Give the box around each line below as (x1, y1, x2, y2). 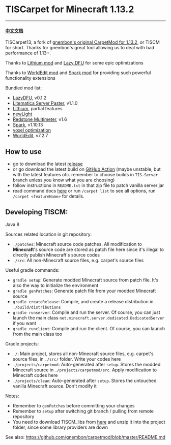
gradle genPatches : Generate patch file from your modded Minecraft (12, 288, 156, 294)
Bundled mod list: (5, 85, 42, 91)
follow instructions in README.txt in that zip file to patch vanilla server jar (12, 182, 164, 188)
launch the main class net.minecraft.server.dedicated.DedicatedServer (12, 314, 164, 321)
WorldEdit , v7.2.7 (12, 133, 48, 139)
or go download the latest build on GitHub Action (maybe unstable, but (12, 166, 161, 172)
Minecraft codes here (12, 372, 58, 378)
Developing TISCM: (5, 208, 68, 216)
